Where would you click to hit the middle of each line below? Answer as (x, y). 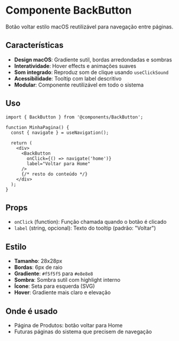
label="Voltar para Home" (59, 163)
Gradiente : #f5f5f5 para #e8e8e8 (53, 274)
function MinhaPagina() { (37, 127)
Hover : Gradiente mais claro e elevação (62, 292)
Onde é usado (32, 311)
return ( (22, 143)
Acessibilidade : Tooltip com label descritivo (68, 78)
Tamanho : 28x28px (38, 261)
